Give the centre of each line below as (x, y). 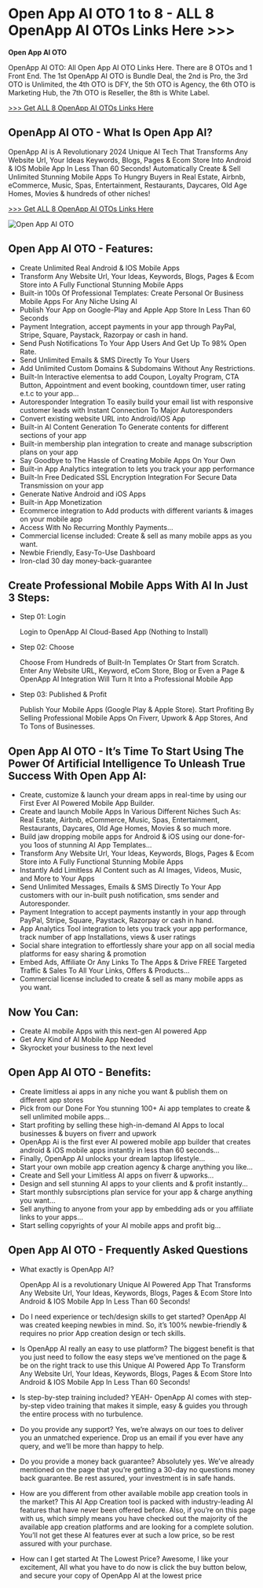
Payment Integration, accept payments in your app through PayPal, (128, 326)
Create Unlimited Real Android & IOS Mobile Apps (100, 268)
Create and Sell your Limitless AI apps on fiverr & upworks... (117, 1175)
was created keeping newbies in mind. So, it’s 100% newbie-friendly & (133, 1325)
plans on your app (49, 452)
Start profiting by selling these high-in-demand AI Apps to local (122, 1125)
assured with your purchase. (66, 1543)
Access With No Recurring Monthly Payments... (97, 527)
